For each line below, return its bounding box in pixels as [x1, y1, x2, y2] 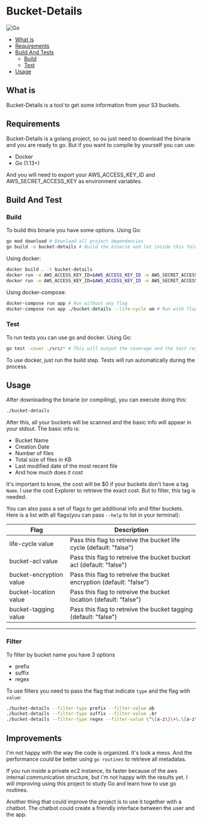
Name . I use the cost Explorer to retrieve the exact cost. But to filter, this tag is [6, 487, 196, 494]
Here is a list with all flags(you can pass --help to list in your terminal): [6, 511, 180, 519]
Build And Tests [14, 48, 54, 55]
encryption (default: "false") [70, 578, 149, 587]
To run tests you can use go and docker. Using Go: [6, 333, 132, 341]
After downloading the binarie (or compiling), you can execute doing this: [6, 396, 188, 403]
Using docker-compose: [6, 288, 66, 296]
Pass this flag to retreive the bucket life [70, 536, 180, 544]
